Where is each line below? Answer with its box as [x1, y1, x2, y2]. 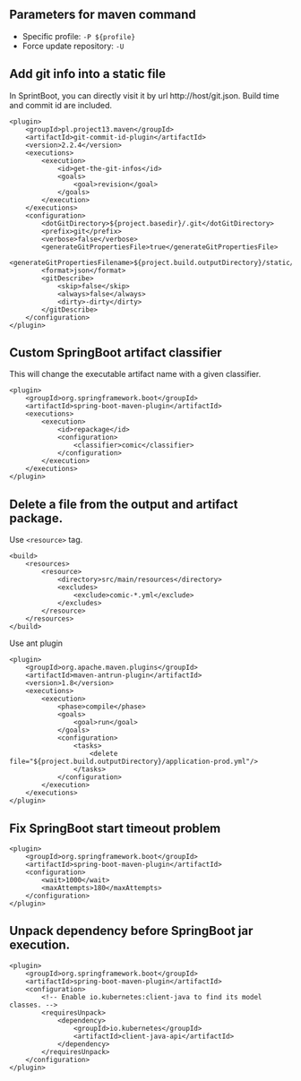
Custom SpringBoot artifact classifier [9, 345, 222, 361]
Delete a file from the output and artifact [9, 496, 238, 511]
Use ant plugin [9, 638, 64, 648]
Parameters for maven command [9, 7, 197, 22]
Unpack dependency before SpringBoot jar [9, 923, 254, 939]
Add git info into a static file [9, 66, 166, 82]
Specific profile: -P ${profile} [21, 30, 136, 41]
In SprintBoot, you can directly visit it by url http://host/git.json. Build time [9, 90, 279, 101]
